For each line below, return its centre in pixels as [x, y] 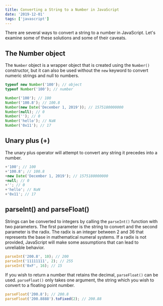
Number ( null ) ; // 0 [25, 112]
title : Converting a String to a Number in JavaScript [62, 10]
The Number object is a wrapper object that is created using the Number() [78, 65]
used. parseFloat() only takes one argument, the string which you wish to [80, 280]
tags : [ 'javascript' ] [27, 19]
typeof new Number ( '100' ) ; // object [44, 85]
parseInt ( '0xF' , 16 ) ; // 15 [34, 266]
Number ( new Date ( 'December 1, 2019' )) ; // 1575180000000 [64, 107]
